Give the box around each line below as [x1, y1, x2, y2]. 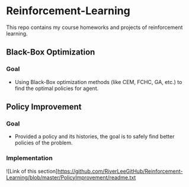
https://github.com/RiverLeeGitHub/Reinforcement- [57, 167, 183, 175]
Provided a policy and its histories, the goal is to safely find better [14, 133, 175, 140]
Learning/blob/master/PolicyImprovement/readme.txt [6, 173, 136, 181]
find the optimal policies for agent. [14, 85, 99, 92]
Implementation [6, 154, 53, 162]
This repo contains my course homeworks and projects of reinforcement [6, 24, 183, 31]
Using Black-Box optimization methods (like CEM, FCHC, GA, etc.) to [14, 78, 182, 85]
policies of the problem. [14, 139, 73, 146]
